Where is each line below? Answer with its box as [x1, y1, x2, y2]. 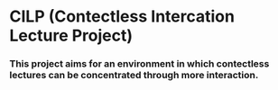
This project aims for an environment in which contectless [9, 58, 270, 70]
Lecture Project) [9, 25, 134, 46]
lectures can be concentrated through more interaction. [9, 69, 259, 82]
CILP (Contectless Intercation [9, 6, 235, 27]
